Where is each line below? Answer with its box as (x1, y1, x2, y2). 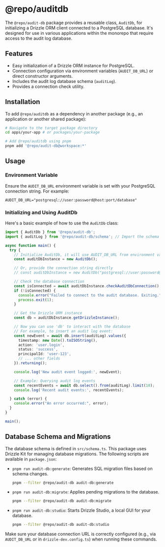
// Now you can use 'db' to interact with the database (14, 324, 131, 329)
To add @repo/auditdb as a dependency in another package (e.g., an (5, 110, 143, 116)
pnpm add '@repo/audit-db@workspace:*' (5, 143, 87, 148)
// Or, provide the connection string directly (14, 266, 113, 271)
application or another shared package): (5, 116, 86, 122)
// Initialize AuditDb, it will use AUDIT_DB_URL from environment (14, 252, 155, 257)
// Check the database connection (14, 279, 84, 284)
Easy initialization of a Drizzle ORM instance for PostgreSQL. (12, 62, 135, 68)
